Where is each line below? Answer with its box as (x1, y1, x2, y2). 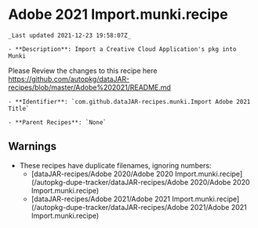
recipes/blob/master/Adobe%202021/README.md (8, 83, 171, 92)
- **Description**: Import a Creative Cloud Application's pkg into (8, 45, 237, 53)
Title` (8, 105, 30, 112)
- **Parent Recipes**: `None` (8, 118, 107, 127)
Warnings (8, 140, 57, 153)
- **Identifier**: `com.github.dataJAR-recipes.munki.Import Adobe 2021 (8, 97, 251, 105)
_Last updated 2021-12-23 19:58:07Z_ (8, 31, 132, 39)
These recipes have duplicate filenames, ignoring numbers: (19, 160, 212, 170)
